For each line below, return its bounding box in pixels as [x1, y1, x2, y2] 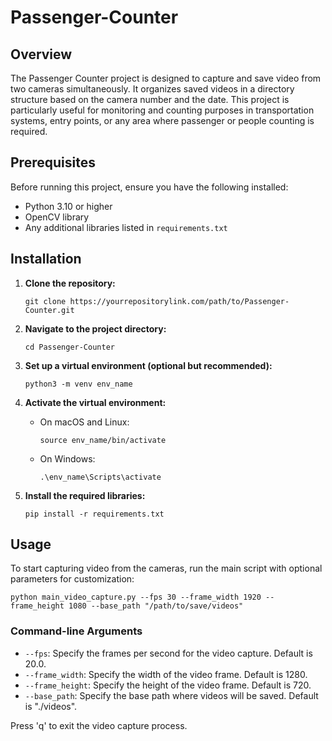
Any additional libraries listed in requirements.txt [24, 221, 228, 233]
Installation [10, 251, 82, 268]
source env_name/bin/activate [39, 435, 167, 445]
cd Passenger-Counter [24, 342, 115, 352]
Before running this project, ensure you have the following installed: [10, 181, 289, 193]
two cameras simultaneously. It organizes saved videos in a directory [10, 83, 295, 95]
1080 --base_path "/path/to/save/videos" [68, 601, 244, 611]
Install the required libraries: [24, 489, 146, 501]
